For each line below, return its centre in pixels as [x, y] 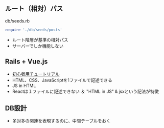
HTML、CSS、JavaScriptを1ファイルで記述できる [62, 80]
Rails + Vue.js [26, 62]
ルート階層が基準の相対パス [40, 40]
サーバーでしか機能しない [38, 46]
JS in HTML [24, 85]
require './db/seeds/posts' [34, 30]
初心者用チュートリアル [36, 74]
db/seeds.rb [17, 21]
